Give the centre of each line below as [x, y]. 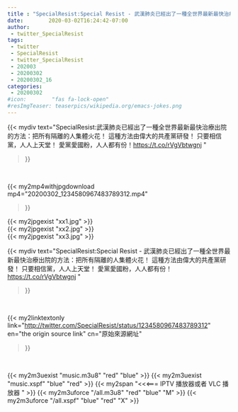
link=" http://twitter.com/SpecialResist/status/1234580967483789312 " [109, 325]
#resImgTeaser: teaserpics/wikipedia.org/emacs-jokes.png [95, 106]
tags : [15, 40]
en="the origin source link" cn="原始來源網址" [75, 333]
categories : [25, 86]
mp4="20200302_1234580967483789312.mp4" [78, 194]
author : [19, 27]
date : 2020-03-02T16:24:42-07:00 [68, 21]
